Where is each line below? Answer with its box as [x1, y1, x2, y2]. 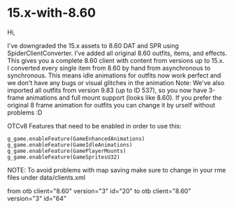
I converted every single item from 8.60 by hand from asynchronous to [7, 64, 211, 72]
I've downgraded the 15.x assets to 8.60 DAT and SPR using [7, 41, 180, 50]
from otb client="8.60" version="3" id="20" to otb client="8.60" [7, 186, 191, 195]
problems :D [7, 108, 43, 117]
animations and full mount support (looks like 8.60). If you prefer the [25, 93, 222, 102]
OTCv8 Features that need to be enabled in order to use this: [7, 121, 182, 130]
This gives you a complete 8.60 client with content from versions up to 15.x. [7, 56, 225, 64]
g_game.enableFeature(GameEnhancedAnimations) [7, 135, 145, 142]
